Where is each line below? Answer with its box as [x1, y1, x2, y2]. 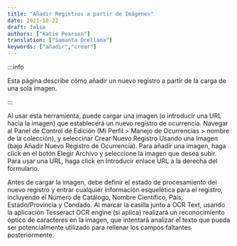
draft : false [7, 23, 46, 30]
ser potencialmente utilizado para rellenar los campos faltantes [7, 223, 192, 231]
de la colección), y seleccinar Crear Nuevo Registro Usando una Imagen [7, 134, 219, 142]
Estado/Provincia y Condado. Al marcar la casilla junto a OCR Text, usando [7, 201, 226, 209]
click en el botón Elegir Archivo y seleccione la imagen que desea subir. [7, 150, 217, 157]
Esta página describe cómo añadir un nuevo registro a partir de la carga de [7, 77, 227, 85]
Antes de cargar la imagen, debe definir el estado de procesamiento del [7, 178, 218, 186]
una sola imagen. [7, 84, 57, 92]
